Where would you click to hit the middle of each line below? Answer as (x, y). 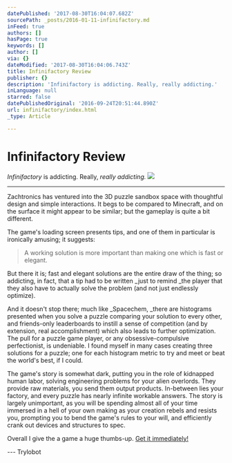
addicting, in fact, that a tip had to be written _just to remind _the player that (115, 281)
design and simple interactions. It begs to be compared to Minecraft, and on (115, 204)
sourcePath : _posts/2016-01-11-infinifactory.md (78, 20)
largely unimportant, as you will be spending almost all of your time (103, 403)
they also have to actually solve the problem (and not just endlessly (103, 288)
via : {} (18, 59)
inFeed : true (26, 26)
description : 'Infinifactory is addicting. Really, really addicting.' (112, 84)
